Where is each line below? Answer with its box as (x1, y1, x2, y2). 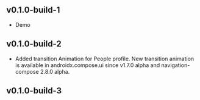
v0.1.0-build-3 (6, 85, 62, 96)
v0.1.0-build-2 (6, 39, 62, 49)
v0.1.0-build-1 (6, 5, 60, 15)
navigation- (161, 61, 190, 69)
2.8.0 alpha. (40, 68, 70, 75)
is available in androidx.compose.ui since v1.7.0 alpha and (15, 61, 160, 69)
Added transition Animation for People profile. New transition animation (15, 55, 195, 62)
